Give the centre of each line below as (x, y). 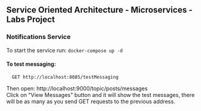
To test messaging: (31, 64)
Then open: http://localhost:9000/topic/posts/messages (77, 88)
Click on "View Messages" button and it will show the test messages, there (100, 95)
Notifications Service (38, 37)
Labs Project (31, 20)
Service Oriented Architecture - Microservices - (100, 10)
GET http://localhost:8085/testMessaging (65, 77)
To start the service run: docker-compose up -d (65, 50)
